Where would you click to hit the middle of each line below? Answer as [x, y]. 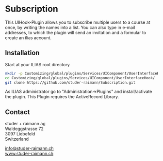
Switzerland [17, 139]
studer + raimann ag [25, 124]
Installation [22, 53]
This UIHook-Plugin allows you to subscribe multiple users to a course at [78, 22]
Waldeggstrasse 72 [24, 129]
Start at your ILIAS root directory [38, 64]
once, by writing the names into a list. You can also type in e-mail [70, 27]
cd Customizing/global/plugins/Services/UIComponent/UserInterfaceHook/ [80, 78]
